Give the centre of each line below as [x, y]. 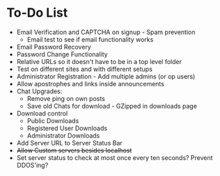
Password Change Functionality [62, 54]
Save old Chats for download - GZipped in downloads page [112, 106]
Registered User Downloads [67, 128]
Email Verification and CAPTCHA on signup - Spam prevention [106, 32]
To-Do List [37, 13]
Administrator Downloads [63, 135]
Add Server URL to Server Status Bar [69, 143]
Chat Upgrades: [39, 91]
